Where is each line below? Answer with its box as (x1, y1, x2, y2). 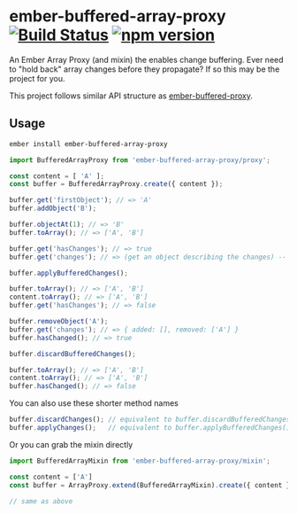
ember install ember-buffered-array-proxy (9, 139, 168, 148)
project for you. (9, 73, 65, 83)
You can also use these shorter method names (9, 398, 179, 409)
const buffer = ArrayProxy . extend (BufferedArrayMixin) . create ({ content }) (9, 480, 294, 489)
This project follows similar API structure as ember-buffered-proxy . (9, 90, 254, 101)
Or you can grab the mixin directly (9, 439, 133, 449)
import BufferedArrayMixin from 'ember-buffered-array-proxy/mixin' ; (9, 456, 271, 465)
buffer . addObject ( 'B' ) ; (9, 204, 97, 214)
